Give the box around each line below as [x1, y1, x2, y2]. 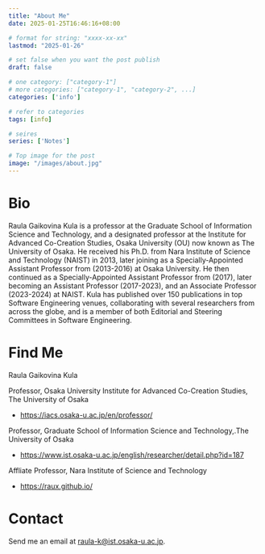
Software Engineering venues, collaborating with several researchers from [8, 298, 255, 308]
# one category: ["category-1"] [8, 78, 117, 86]
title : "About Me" [8, 11, 70, 20]
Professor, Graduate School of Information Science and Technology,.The [8, 426, 250, 435]
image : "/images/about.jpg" [8, 159, 103, 168]
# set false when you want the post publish [8, 56, 160, 65]
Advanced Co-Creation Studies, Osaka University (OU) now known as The [8, 237, 255, 247]
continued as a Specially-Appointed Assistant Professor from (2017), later [8, 272, 252, 282]
